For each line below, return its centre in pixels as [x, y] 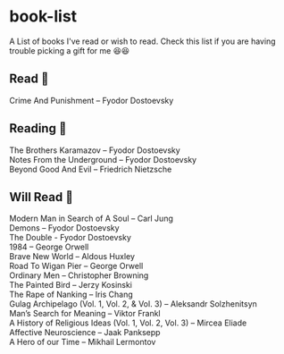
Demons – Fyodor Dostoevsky [64, 228]
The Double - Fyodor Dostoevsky [71, 238]
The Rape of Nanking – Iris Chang [71, 295]
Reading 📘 [38, 128]
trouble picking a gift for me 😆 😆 [70, 50]
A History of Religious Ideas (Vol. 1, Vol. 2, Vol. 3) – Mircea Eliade [128, 323]
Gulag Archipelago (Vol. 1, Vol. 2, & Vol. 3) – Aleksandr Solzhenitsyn [133, 304]
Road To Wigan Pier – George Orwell [76, 266]
